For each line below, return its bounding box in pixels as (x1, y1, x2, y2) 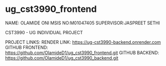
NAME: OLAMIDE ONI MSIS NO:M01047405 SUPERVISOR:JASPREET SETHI (5, 20, 160, 26)
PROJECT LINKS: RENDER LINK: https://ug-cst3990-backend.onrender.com (5, 39, 161, 45)
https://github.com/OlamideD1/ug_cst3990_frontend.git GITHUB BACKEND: (5, 50, 160, 56)
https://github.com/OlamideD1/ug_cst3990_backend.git (5, 55, 118, 61)
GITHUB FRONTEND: (5, 44, 48, 50)
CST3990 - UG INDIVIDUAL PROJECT (5, 29, 83, 35)
